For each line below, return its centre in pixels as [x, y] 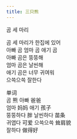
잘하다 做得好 [22, 130]
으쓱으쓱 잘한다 [24, 80]
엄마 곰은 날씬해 [25, 65]
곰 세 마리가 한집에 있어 [34, 42]
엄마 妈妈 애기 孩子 [29, 107]
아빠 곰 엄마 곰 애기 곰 [32, 50]
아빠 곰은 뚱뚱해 [25, 57]
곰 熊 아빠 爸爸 [24, 100]
